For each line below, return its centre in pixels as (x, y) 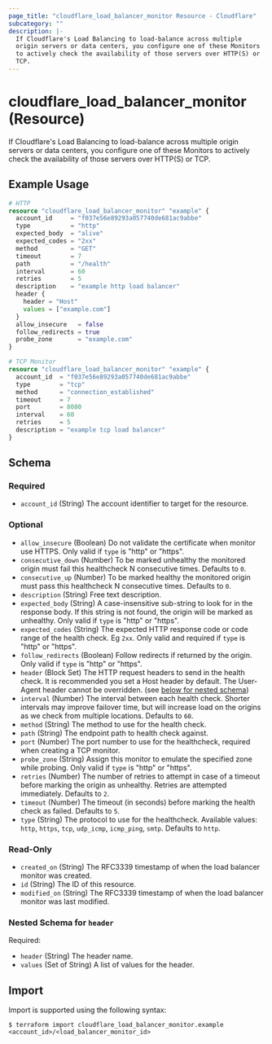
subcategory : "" (36, 24)
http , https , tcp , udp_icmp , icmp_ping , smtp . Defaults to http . (121, 828)
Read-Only (31, 849)
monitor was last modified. (65, 901)
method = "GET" (56, 248)
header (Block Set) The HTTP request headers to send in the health (133, 672)
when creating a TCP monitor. (70, 750)
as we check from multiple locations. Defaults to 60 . (107, 715)
